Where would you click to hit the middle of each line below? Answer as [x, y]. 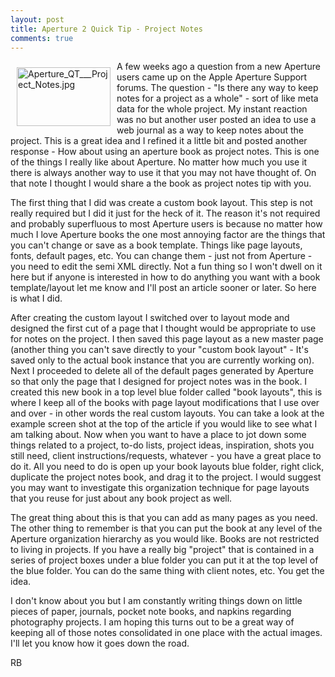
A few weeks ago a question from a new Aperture [218, 67]
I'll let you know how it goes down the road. [100, 643]
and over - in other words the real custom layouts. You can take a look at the [167, 413]
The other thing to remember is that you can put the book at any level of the [166, 528]
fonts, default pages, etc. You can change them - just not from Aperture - [161, 256]
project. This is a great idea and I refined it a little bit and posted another [159, 141]
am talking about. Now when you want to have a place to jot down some [158, 435]
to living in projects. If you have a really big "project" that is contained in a [162, 550]
